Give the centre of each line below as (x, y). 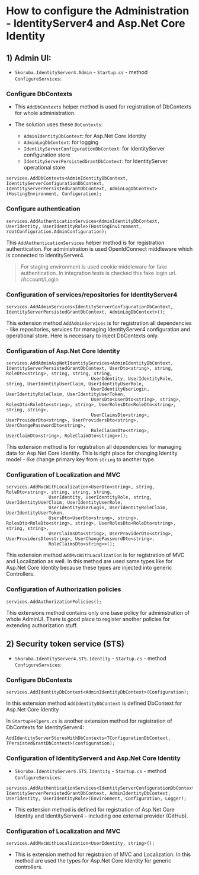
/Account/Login (40, 279)
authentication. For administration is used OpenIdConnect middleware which (99, 249)
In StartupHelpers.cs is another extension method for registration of (89, 721)
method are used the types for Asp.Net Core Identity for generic (93, 861)
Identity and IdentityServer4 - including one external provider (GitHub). (101, 816)
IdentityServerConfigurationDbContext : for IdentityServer (94, 149)
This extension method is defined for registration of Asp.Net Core (94, 810)
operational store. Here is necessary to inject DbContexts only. (82, 336)
